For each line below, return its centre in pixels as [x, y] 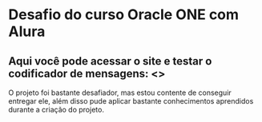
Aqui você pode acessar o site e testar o [110, 61]
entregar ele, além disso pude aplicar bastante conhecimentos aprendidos [131, 101]
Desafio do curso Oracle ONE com [123, 15]
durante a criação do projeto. [56, 110]
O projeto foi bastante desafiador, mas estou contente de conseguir [120, 92]
